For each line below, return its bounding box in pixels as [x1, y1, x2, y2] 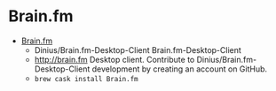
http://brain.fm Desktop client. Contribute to [34, 54, 195, 64]
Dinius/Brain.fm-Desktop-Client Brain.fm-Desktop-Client [34, 44, 241, 55]
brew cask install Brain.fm [34, 74, 138, 83]
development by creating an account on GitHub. [91, 64, 268, 74]
